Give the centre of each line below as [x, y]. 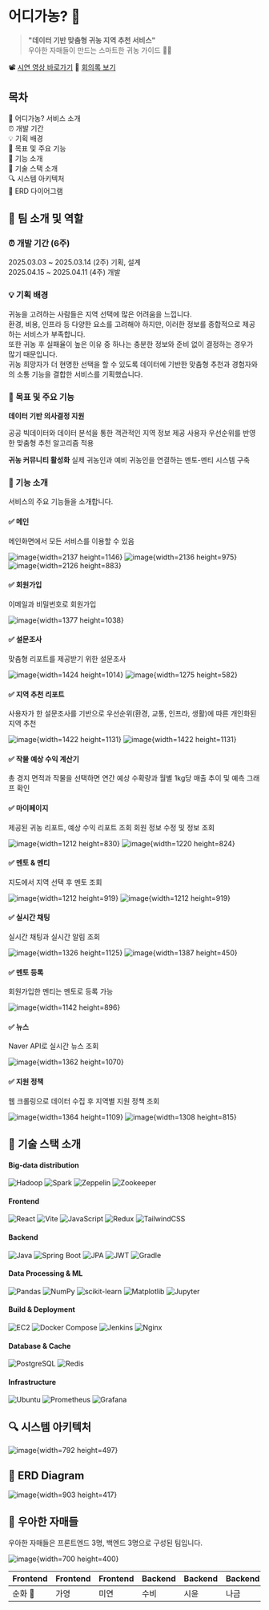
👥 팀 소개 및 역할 [46, 218]
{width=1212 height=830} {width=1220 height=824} [136, 843]
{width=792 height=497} [77, 1451]
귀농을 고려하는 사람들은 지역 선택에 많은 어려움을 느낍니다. [100, 314]
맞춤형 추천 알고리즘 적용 [55, 443]
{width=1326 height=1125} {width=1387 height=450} [137, 952]
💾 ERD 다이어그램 [36, 191]
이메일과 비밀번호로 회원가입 [52, 604]
